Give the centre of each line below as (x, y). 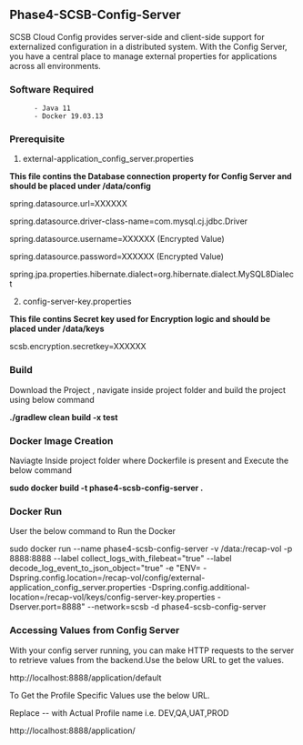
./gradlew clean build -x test (64, 417)
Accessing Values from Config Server (95, 630)
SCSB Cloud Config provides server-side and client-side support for (137, 36)
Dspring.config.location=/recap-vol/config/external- (107, 578)
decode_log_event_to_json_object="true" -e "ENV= (106, 569)
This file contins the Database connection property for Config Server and (151, 176)
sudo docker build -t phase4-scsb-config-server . (106, 488)
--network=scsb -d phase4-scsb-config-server (177, 607)
